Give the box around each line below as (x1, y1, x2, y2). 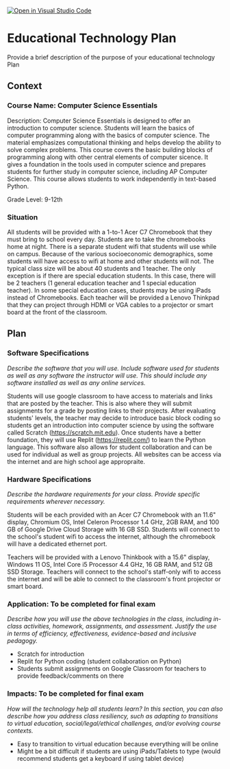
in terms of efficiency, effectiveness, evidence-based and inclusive (7, 629, 196, 637)
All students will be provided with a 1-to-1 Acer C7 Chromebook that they (7, 228, 212, 236)
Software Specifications (7, 348, 90, 358)
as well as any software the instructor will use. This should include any (7, 371, 207, 380)
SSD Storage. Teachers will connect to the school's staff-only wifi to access (7, 567, 221, 576)
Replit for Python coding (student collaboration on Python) (16, 657, 182, 666)
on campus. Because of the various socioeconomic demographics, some (7, 249, 214, 258)
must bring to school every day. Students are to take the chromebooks (7, 235, 206, 243)
